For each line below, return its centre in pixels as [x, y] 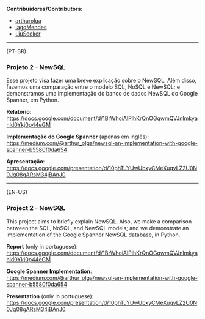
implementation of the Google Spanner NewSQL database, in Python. [93, 235]
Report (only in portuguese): [42, 246]
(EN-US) [17, 192]
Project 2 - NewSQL [36, 208]
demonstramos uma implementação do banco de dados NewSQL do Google [102, 94]
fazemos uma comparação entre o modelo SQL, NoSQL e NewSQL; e [93, 87]
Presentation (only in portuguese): [50, 296]
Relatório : [19, 112]
